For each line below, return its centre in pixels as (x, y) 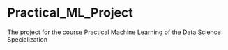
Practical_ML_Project (70, 13)
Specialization (27, 39)
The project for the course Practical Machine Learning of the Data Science (114, 32)
